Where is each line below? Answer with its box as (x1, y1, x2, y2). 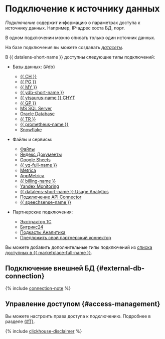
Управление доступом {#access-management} (5, 300, 160, 308)
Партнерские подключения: (12, 209, 73, 215)
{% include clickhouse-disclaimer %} (5, 328, 82, 334)
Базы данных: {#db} (12, 64, 55, 70)
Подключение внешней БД (5, 264, 95, 273)
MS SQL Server (20, 105, 52, 111)
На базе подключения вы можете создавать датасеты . (5, 44, 124, 50)
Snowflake (20, 126, 42, 133)
